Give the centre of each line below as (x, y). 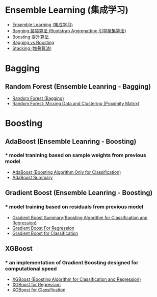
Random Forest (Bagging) (38, 98)
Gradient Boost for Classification (45, 233)
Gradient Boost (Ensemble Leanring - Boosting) (79, 193)
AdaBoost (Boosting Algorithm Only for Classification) (66, 172)
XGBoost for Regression (37, 285)
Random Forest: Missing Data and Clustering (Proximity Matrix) (76, 103)
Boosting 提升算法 (30, 37)
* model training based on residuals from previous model (74, 207)
